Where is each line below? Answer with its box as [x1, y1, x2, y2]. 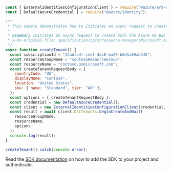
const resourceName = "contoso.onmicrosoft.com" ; [10, 61, 118, 67]
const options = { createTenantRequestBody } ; [10, 95, 111, 100]
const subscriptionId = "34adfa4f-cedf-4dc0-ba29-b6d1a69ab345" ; [10, 52, 153, 57]
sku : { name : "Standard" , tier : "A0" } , [14, 85, 102, 91]
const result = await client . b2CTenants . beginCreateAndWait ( [10, 109, 143, 115]
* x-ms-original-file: [7, 38, 56, 43]
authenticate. [5, 162, 33, 168]
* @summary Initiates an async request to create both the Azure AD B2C [7, 33, 166, 38]
